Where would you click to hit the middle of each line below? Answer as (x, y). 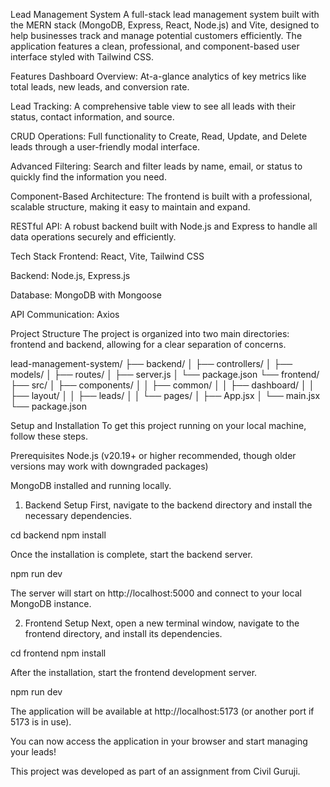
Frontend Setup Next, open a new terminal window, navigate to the (162, 623)
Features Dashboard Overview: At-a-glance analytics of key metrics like (158, 76)
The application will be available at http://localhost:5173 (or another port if (162, 711)
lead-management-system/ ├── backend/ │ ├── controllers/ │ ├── (151, 363)
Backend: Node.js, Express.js (70, 275)
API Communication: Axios (65, 314)
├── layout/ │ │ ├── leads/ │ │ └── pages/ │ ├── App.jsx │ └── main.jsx (165, 395)
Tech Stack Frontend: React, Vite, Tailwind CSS (107, 256)
